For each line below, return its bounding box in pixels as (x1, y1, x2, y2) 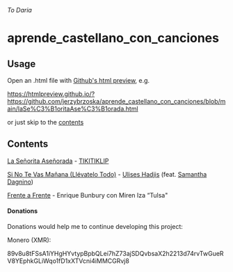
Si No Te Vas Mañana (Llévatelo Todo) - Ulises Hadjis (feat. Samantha (7, 170, 207, 178)
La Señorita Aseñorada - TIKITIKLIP (7, 157, 109, 165)
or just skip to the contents (7, 118, 84, 126)
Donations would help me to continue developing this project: (7, 223, 183, 231)
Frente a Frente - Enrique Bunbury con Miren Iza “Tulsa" (7, 191, 168, 199)
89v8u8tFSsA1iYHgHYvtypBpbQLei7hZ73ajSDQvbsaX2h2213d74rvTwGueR (7, 250, 224, 258)
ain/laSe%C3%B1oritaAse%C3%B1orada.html (7, 104, 138, 113)
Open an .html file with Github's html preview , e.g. (7, 77, 150, 84)
